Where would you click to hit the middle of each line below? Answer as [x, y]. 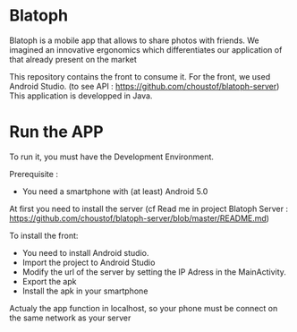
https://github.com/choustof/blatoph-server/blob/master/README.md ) [140, 218]
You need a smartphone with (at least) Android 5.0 [115, 191]
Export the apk [49, 281]
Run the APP [57, 132]
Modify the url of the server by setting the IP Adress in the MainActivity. [154, 272]
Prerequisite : [34, 174]
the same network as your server [70, 318]
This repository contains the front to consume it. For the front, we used [140, 76]
